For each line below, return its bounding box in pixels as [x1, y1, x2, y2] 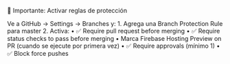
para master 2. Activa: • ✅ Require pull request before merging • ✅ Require [7, 27, 220, 35]
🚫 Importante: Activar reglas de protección [7, 7, 128, 14]
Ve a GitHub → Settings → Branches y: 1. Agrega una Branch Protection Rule [7, 20, 223, 27]
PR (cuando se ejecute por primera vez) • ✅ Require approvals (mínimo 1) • [7, 42, 220, 50]
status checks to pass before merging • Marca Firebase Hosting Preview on [7, 35, 222, 42]
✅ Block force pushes [7, 50, 69, 57]
